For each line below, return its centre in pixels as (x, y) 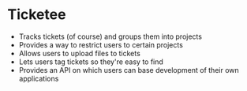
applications (39, 78)
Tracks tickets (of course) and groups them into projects (110, 36)
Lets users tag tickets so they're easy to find (91, 62)
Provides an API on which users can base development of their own (129, 70)
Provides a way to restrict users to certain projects (101, 44)
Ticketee (37, 15)
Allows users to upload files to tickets (80, 53)
